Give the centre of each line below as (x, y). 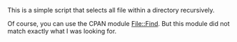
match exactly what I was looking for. (62, 31)
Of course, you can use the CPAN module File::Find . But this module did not (118, 23)
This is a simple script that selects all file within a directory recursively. (111, 10)
